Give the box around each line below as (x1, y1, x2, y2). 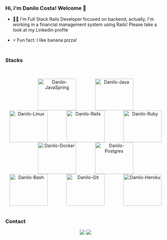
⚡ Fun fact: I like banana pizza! (12, 37, 77, 43)
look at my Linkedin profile (12, 27, 69, 33)
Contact (5, 218, 26, 225)
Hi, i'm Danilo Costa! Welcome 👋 (5, 5, 87, 12)
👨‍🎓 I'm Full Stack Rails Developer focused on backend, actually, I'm (12, 16, 154, 22)
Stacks (5, 57, 23, 64)
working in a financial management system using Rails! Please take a (12, 21, 157, 27)
